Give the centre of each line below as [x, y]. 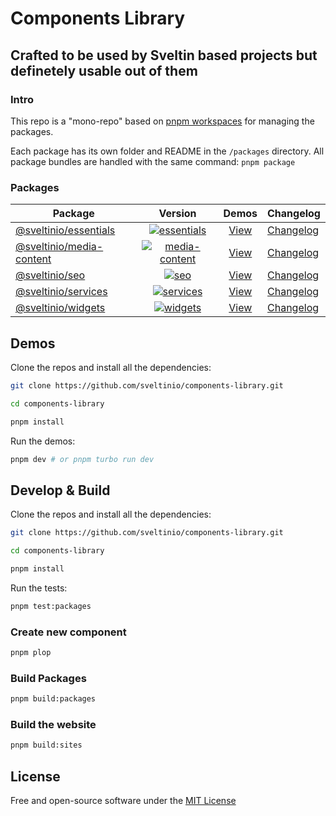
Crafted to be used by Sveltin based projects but [164, 55]
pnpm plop [31, 653]
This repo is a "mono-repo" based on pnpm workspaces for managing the [162, 121]
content [33, 259]
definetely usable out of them [104, 70]
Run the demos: [43, 441]
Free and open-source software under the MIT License [123, 801]
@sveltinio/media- [59, 247]
